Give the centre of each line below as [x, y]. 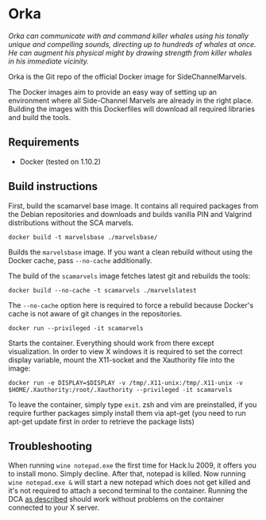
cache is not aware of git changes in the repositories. [95, 313]
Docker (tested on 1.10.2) [60, 161]
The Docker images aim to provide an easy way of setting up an [112, 91]
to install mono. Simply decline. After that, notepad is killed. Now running [127, 474]
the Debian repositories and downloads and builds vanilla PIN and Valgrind [130, 214]
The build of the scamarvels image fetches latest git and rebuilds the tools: [129, 276]
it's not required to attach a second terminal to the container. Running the [128, 491]
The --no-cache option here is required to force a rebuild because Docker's [131, 305]
